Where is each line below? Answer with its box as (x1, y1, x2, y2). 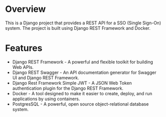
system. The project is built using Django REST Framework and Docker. (5, 25, 151, 31)
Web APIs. (12, 64, 34, 70)
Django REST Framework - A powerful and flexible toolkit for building (12, 58, 154, 65)
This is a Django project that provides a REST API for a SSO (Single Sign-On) (5, 20, 162, 26)
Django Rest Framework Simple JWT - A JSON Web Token (12, 80, 132, 86)
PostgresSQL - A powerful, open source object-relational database (12, 101, 149, 107)
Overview (5, 3, 46, 15)
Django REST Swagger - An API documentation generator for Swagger (12, 69, 157, 75)
